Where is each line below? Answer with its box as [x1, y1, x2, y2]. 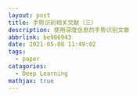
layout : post [8, 11, 51, 20]
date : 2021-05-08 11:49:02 [8, 41, 96, 48]
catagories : [8, 63, 47, 70]
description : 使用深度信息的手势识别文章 [8, 26, 130, 34]
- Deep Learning [15, 70, 68, 77]
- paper [15, 56, 41, 63]
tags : [8, 48, 26, 56]
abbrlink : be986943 [8, 33, 72, 41]
